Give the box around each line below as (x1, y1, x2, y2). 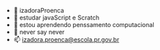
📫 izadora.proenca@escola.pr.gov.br (13, 36, 120, 43)
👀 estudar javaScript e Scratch (13, 14, 100, 22)
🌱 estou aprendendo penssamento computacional (13, 21, 155, 28)
